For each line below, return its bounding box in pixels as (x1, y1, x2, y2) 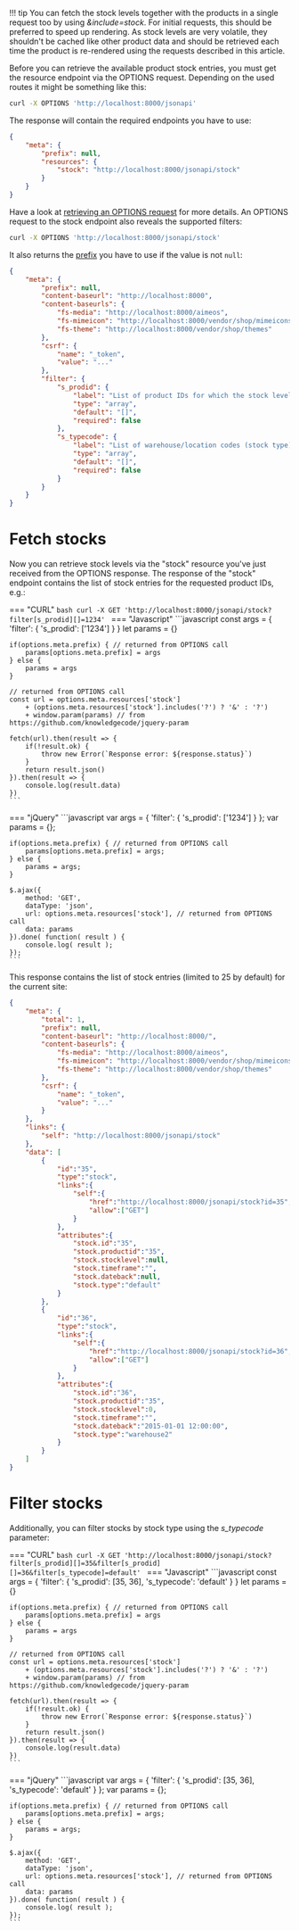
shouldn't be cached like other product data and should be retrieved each (9, 36, 279, 46)
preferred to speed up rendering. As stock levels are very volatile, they (9, 27, 269, 37)
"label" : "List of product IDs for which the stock (72, 391, 269, 400)
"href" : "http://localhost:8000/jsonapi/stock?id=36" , (88, 1346, 293, 1355)
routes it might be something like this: (9, 82, 147, 92)
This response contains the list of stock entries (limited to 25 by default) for (9, 972, 286, 982)
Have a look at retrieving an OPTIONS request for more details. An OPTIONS (9, 206, 289, 217)
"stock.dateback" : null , (72, 1271, 162, 1281)
